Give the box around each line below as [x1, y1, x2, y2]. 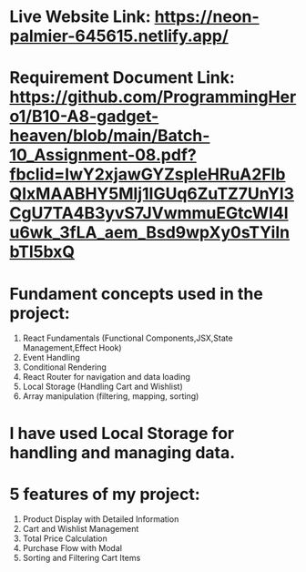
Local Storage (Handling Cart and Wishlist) [22, 381, 184, 393]
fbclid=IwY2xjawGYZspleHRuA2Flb [9, 164, 286, 185]
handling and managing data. [9, 442, 236, 463]
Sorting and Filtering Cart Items [22, 553, 141, 564]
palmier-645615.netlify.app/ [9, 26, 229, 46]
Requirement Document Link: [9, 67, 235, 88]
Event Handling [22, 352, 80, 363]
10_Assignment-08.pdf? [9, 145, 198, 166]
